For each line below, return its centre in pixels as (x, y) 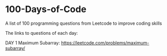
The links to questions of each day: (41, 33)
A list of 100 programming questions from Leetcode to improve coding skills (84, 23)
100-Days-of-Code (46, 9)
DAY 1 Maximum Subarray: (33, 43)
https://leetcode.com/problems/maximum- (105, 43)
